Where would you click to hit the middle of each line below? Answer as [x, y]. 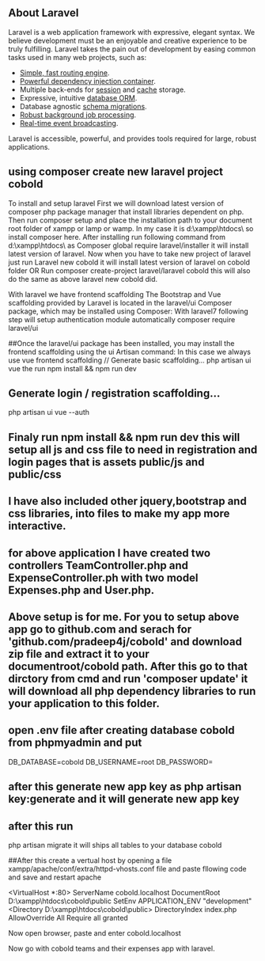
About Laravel [44, 13]
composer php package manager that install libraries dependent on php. [126, 211]
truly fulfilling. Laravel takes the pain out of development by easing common [132, 49]
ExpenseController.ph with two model [103, 577]
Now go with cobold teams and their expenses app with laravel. [112, 948]
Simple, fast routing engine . [64, 72]
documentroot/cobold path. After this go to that [128, 667]
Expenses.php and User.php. [81, 590]
